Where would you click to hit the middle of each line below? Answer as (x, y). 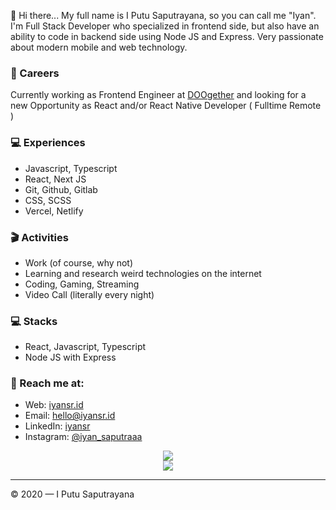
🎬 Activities (39, 237)
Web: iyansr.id (54, 405)
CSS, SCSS (48, 200)
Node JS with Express (70, 357)
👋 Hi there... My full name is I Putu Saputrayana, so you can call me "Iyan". (163, 15)
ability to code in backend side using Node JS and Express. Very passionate (167, 36)
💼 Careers (35, 73)
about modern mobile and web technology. (99, 47)
